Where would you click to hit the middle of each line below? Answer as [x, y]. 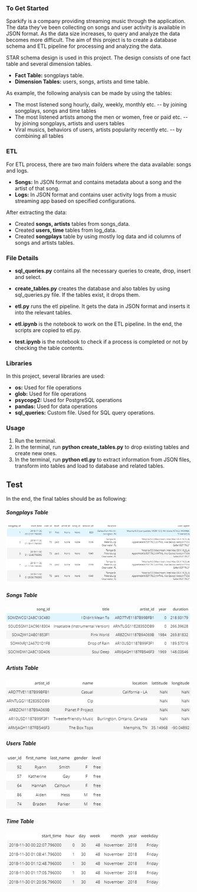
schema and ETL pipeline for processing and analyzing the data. [84, 46]
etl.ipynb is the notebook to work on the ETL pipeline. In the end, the [98, 324]
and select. [28, 277]
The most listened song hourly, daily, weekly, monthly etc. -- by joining [101, 105]
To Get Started [27, 8]
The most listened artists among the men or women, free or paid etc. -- [101, 117]
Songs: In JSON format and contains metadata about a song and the [98, 182]
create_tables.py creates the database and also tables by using [92, 288]
